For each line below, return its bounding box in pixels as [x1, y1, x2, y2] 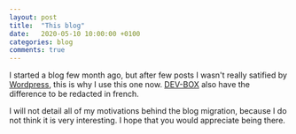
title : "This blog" [9, 21, 86, 30]
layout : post [9, 12, 58, 22]
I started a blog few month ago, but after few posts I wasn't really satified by [9, 70, 288, 80]
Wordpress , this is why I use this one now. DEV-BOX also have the [9, 79, 251, 90]
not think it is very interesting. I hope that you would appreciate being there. [9, 115, 286, 126]
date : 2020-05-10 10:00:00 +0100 [9, 29, 141, 38]
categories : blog [9, 37, 74, 47]
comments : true [9, 46, 66, 55]
